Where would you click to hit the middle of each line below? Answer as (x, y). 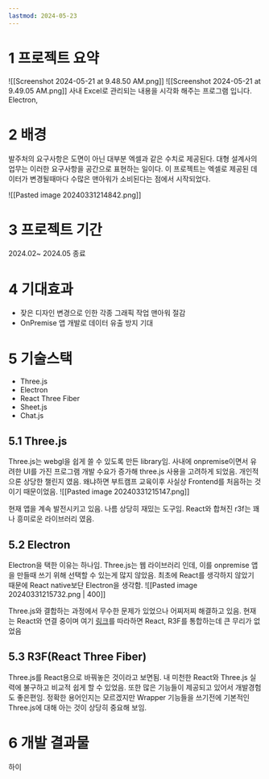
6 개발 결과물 (49, 743)
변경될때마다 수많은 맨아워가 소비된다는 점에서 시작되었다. (120, 179)
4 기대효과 (41, 289)
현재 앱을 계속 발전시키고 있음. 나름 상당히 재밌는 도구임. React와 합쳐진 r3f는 (130, 509)
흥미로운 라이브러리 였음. (56, 519)
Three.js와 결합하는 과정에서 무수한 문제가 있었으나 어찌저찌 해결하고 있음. (125, 611)
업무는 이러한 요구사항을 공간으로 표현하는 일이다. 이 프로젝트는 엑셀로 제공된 (129, 168)
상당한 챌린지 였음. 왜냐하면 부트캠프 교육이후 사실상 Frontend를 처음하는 (138, 482)
